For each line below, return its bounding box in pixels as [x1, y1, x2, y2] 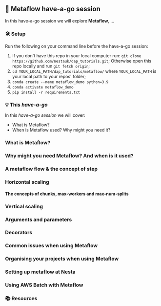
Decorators [5, 229, 33, 236]
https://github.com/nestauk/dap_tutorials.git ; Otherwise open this [12, 58, 152, 64]
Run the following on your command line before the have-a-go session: [5, 44, 148, 49]
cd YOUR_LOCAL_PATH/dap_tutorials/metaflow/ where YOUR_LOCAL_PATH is [12, 68, 157, 74]
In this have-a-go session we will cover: [5, 112, 85, 118]
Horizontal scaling [5, 179, 50, 186]
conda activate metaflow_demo [12, 85, 74, 90]
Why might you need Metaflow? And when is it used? [5, 153, 134, 159]
